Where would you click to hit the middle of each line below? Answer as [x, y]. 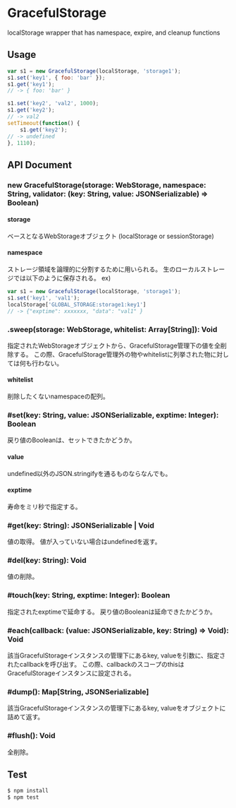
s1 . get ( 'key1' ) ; [31, 84]
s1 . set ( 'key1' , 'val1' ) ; [44, 298]
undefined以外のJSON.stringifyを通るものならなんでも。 [89, 473]
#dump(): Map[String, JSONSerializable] [78, 691]
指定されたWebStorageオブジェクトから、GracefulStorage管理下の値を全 [114, 345]
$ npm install [28, 791]
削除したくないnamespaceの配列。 [58, 396]
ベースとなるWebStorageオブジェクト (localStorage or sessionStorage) [111, 236]
